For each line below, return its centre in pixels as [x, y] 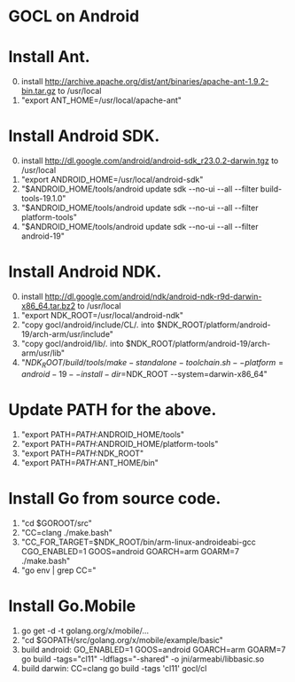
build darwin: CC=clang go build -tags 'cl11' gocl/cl [114, 668]
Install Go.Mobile [72, 606]
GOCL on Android [74, 16]
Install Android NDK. [85, 272]
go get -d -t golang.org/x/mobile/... [85, 631]
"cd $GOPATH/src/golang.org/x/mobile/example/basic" [122, 639]
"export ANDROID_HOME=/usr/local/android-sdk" [112, 180]
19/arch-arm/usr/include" [67, 334]
